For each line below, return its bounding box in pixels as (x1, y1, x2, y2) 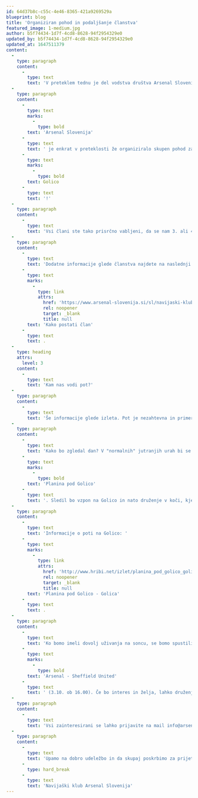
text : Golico (27, 179, 60, 185)
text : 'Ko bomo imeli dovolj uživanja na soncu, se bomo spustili (27, 640, 194, 646)
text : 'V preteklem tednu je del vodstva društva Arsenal (27, 80, 173, 86)
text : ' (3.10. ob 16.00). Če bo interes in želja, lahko (27, 689, 173, 696)
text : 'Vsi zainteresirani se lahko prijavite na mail (27, 722, 165, 728)
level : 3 (21, 360, 44, 366)
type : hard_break (27, 766, 70, 773)
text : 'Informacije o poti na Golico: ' (27, 530, 128, 536)
